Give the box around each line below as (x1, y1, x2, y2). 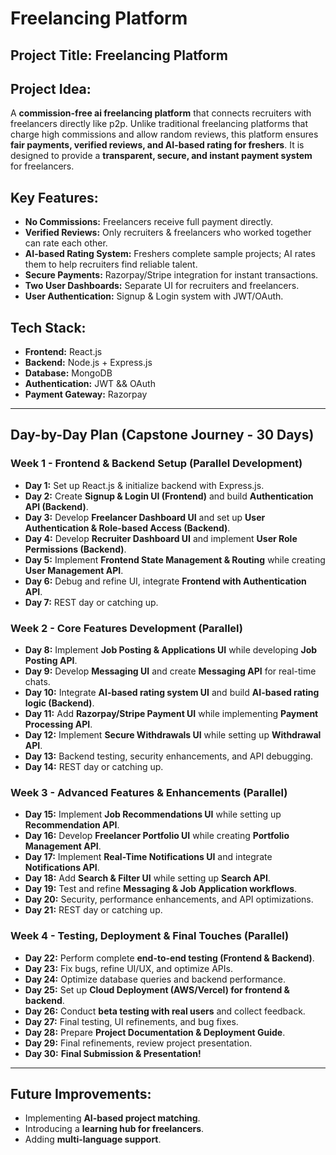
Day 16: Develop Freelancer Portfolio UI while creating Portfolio (24, 830, 290, 842)
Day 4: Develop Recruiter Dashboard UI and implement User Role (24, 532, 298, 544)
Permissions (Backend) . (24, 543, 127, 555)
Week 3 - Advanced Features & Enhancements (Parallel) (10, 785, 288, 799)
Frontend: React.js (24, 346, 103, 358)
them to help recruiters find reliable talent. (24, 258, 198, 271)
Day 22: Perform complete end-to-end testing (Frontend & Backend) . (24, 952, 315, 964)
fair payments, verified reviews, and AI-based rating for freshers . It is (10, 139, 305, 151)
